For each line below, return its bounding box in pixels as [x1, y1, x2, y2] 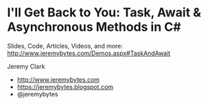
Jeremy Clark [7, 62, 45, 70]
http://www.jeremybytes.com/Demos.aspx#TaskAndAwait [7, 49, 171, 57]
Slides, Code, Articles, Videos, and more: [7, 42, 124, 50]
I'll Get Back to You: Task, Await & [7, 5, 201, 20]
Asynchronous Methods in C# [7, 19, 181, 35]
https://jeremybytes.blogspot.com [16, 82, 114, 91]
